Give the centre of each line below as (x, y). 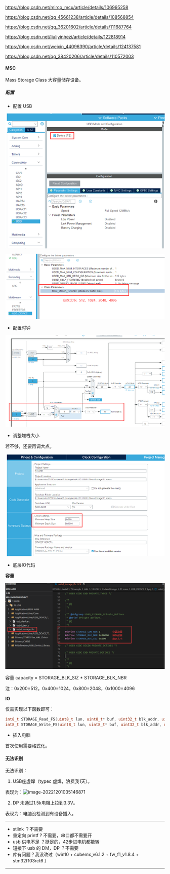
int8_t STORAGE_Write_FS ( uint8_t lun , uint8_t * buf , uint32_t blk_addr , (83, 725)
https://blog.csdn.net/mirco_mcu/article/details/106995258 (67, 7)
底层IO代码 (24, 565)
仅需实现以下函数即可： (30, 709)
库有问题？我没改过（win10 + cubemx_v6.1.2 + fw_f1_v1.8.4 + (76, 854)
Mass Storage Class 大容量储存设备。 (45, 80)
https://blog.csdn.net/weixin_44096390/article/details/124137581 (73, 47)
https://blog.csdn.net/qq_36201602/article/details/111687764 (69, 27)
